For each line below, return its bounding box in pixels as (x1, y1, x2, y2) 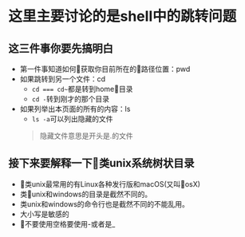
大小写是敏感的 (19, 209, 69, 219)
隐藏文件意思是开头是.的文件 (39, 131, 133, 140)
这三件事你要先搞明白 (8, 41, 113, 55)
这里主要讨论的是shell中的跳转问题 (8, 7, 237, 26)
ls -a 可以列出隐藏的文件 (31, 114, 113, 124)
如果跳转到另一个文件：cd (19, 74, 106, 84)
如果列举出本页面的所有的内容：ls (19, 105, 131, 113)
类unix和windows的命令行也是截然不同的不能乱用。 (19, 199, 190, 208)
